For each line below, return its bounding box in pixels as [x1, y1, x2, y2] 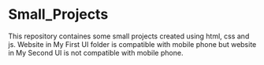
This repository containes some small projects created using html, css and [8, 31, 250, 41]
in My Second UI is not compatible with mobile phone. [8, 48, 184, 57]
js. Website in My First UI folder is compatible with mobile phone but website [8, 39, 257, 49]
